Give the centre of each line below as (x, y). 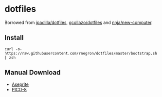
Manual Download (33, 72)
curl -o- (13, 49)
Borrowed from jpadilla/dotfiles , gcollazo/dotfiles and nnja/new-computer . (79, 22)
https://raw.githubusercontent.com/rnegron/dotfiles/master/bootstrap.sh (81, 53)
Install (14, 38)
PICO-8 (19, 89)
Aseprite (20, 84)
